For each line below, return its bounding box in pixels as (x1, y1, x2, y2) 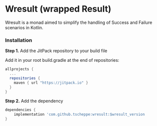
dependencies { (5, 108, 36, 112)
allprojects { (5, 67, 34, 72)
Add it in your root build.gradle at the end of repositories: (5, 57, 119, 63)
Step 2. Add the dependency (5, 98, 63, 104)
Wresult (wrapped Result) (5, 3, 112, 15)
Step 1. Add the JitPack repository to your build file (5, 48, 107, 54)
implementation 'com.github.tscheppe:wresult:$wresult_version (14, 112, 145, 117)
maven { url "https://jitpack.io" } (14, 80, 89, 85)
